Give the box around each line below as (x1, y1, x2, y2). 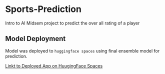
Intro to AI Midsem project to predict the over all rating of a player (5, 20, 140, 26)
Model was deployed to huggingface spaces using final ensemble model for (5, 47, 160, 53)
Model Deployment (5, 34, 66, 43)
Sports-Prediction (5, 3, 81, 15)
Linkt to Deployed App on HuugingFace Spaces (5, 62, 103, 68)
